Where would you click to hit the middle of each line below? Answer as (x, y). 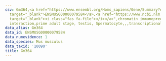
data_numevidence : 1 (26, 37)
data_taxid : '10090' (26, 46)
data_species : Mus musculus (34, 42)
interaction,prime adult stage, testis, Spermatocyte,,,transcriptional (86, 23)
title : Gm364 (19, 51)
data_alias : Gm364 (24, 28)
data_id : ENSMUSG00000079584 (35, 32)
